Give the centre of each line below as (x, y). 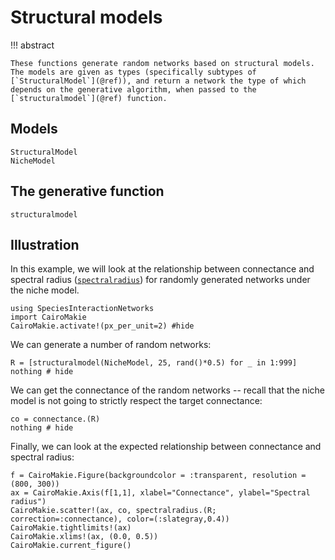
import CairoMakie (48, 317)
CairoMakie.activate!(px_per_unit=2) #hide (102, 326)
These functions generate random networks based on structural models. (162, 63)
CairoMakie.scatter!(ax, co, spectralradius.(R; (113, 511)
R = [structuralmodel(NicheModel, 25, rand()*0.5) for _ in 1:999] (154, 363)
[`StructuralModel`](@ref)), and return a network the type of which (158, 81)
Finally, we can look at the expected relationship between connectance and (166, 447)
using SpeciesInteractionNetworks (82, 309)
